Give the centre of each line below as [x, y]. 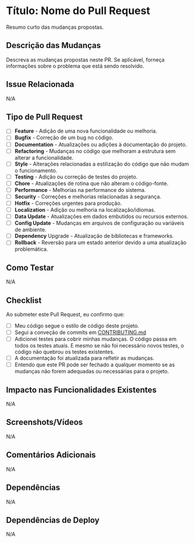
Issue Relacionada [40, 84]
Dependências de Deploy [53, 520]
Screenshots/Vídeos [45, 422]
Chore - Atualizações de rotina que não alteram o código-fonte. [91, 183]
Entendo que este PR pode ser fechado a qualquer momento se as [95, 365]
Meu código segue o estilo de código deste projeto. [77, 326]
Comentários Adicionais [51, 455]
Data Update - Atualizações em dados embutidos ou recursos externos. [101, 217]
